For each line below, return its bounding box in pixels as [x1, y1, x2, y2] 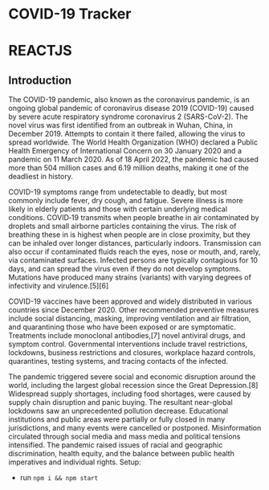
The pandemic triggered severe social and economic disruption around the [8, 372, 256, 382]
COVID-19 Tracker [8, 5, 132, 23]
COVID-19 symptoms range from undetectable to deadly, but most [8, 187, 227, 197]
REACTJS [8, 42, 72, 60]
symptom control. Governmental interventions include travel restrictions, [8, 339, 248, 349]
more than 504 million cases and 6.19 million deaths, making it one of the [8, 163, 249, 173]
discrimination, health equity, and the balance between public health [8, 449, 234, 459]
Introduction [8, 73, 72, 87]
